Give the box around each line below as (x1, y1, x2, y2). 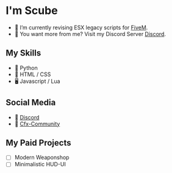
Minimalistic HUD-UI (14, 161, 66, 168)
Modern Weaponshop (14, 154, 70, 161)
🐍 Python (14, 64, 38, 71)
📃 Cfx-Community (14, 120, 60, 127)
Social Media (5, 97, 56, 108)
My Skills (5, 48, 41, 58)
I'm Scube (5, 4, 59, 18)
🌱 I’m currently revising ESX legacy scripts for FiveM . (14, 24, 148, 31)
